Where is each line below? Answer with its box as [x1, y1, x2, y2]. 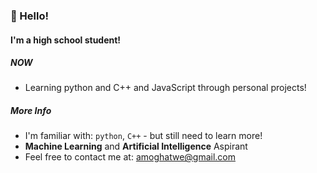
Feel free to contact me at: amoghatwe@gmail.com [24, 151, 236, 163]
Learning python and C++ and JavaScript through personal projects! [24, 82, 307, 94]
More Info [10, 105, 52, 117]
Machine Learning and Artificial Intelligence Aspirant [24, 140, 248, 153]
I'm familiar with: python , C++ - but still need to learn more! [24, 130, 263, 142]
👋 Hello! [10, 9, 50, 23]
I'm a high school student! [10, 34, 122, 46]
